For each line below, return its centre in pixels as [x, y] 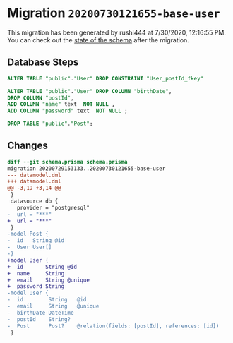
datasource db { [34, 201]
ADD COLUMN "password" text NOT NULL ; [68, 111]
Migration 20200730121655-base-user [114, 13]
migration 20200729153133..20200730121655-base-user [86, 168]
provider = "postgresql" [53, 207]
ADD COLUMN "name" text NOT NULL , [61, 104]
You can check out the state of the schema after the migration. [98, 40]
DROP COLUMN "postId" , [41, 98]
